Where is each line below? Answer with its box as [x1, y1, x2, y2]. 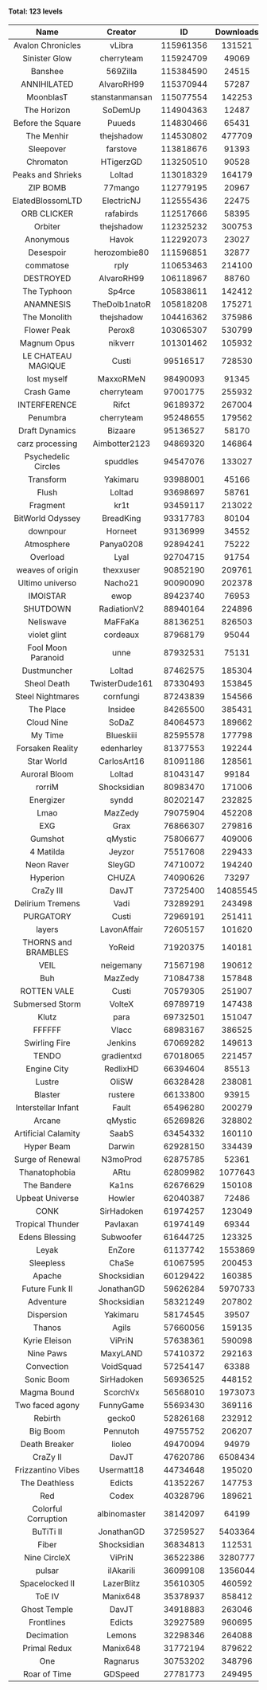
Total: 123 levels [8, 6, 64, 16]
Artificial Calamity [14, 1128, 81, 1139]
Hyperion [29, 872, 65, 883]
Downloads [215, 26, 259, 37]
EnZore [107, 1245, 135, 1256]
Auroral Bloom [20, 769, 74, 780]
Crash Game [23, 386, 71, 397]
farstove [106, 143, 137, 155]
